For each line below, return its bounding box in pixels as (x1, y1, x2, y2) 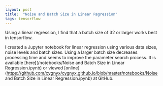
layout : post (5, 7, 32, 12)
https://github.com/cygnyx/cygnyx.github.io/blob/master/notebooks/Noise (6, 70, 158, 76)
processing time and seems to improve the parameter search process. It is (5, 55, 156, 61)
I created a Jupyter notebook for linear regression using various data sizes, (5, 44, 158, 50)
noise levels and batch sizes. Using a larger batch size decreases (5, 49, 138, 55)
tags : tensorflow (5, 16, 41, 21)
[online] (64, 65, 80, 71)
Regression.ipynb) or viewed (5, 65, 63, 71)
